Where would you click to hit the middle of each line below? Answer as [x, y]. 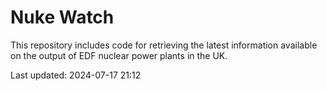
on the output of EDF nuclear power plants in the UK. [119, 55]
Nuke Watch [62, 17]
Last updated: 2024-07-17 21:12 [76, 75]
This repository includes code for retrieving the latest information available [164, 45]
